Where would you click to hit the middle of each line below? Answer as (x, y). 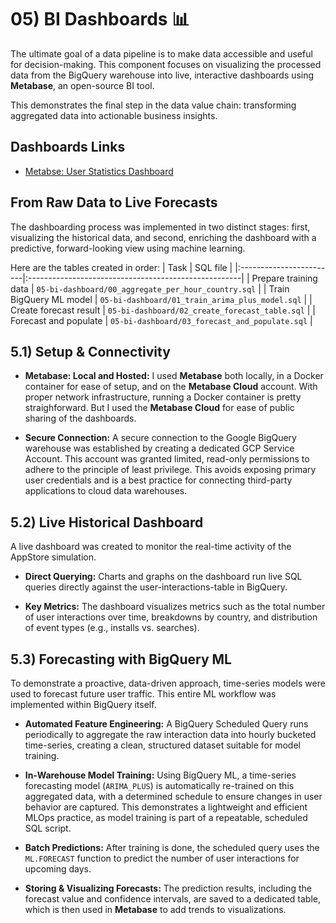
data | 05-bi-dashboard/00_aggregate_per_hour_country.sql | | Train (150, 288)
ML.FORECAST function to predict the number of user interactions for (162, 858)
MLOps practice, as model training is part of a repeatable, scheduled (166, 817)
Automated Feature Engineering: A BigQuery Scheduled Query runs (166, 724)
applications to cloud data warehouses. (106, 491)
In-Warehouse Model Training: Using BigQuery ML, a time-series (160, 775)
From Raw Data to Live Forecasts (114, 202)
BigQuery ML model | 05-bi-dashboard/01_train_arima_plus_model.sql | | (161, 299)
